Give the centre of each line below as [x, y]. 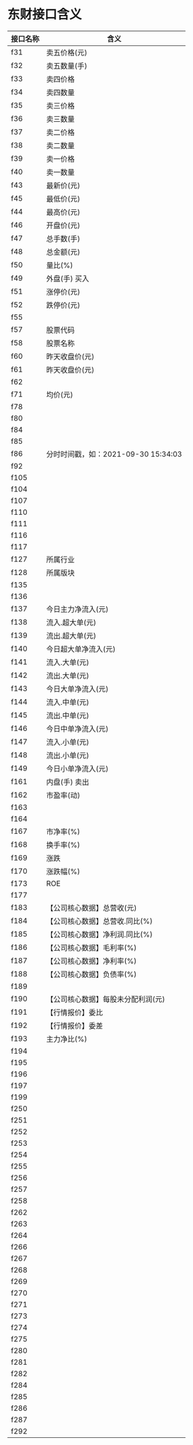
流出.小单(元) [68, 755]
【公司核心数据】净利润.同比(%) [100, 934]
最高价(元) [63, 212]
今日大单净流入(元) [77, 688]
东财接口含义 [45, 15]
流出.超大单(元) [71, 635]
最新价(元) [63, 185]
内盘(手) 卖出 [68, 782]
